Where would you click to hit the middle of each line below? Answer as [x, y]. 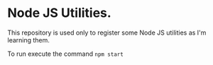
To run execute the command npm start [66, 54]
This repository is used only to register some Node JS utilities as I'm [107, 32]
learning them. [28, 40]
